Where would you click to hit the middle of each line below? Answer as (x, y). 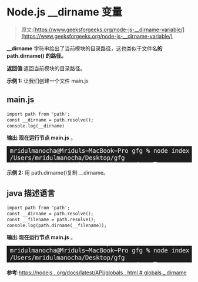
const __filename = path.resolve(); (51, 220)
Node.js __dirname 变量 (65, 12)
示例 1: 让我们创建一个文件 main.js (48, 81)
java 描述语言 (31, 193)
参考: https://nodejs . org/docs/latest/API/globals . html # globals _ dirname (97, 273)
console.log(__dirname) (36, 126)
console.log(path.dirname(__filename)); (57, 226)
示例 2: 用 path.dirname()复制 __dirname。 (58, 173)
